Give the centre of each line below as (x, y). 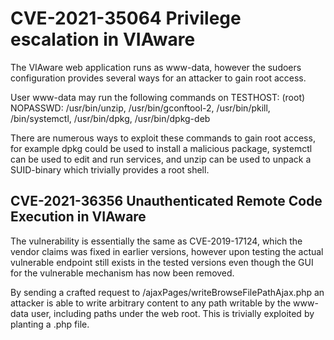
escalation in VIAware (103, 39)
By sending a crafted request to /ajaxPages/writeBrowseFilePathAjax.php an (167, 292)
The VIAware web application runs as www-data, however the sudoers (156, 67)
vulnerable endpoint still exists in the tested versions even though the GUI (162, 262)
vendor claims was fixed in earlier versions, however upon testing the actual (167, 251)
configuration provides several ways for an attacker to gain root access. (158, 78)
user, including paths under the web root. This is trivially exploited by (172, 313)
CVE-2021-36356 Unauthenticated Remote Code (166, 201)
